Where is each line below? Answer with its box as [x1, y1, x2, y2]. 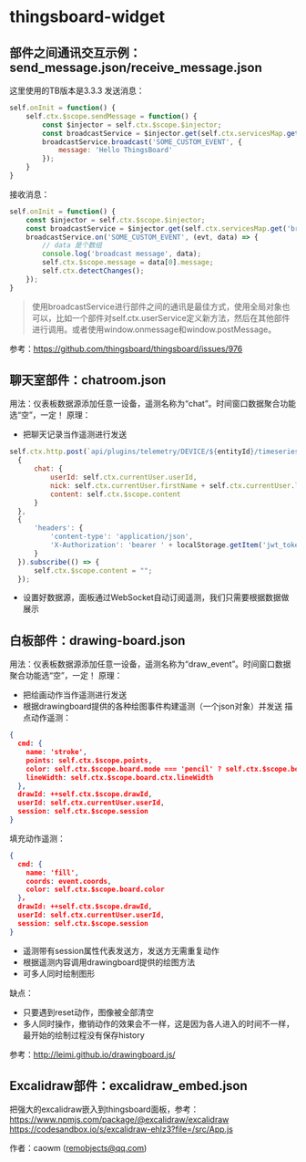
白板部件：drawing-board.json [9, 632, 186, 648]
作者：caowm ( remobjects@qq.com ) [9, 1143, 148, 1154]
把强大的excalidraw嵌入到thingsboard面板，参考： [9, 1104, 199, 1115]
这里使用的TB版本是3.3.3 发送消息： [9, 85, 145, 96]
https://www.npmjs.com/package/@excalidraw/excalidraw [9, 1115, 229, 1126]
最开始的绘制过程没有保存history [22, 1029, 146, 1041]
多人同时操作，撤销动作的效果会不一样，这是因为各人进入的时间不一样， [22, 1018, 294, 1029]
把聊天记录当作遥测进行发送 [22, 429, 127, 440]
